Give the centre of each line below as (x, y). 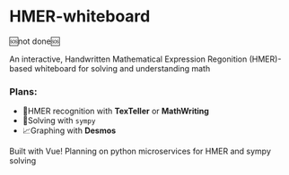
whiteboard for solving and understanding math (123, 68)
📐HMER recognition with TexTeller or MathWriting (115, 111)
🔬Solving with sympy (59, 121)
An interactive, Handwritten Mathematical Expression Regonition (128, 59)
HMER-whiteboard (80, 17)
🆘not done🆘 (35, 41)
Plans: (23, 91)
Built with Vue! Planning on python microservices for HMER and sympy (140, 151)
